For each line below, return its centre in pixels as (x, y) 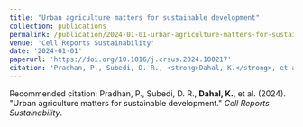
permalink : (30, 34)
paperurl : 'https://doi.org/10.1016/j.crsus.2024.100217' (120, 59)
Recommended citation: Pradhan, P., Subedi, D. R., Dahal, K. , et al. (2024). (148, 93)
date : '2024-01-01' (46, 51)
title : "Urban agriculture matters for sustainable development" (134, 18)
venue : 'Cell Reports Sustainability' (82, 43)
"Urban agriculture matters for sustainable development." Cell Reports (140, 103)
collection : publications (58, 26)
